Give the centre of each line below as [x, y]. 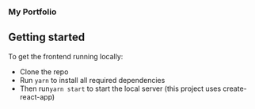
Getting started [47, 38]
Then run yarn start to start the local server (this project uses [120, 88]
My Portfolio [32, 12]
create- [235, 88]
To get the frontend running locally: [66, 56]
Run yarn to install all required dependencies [92, 80]
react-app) [37, 96]
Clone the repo [44, 71]
